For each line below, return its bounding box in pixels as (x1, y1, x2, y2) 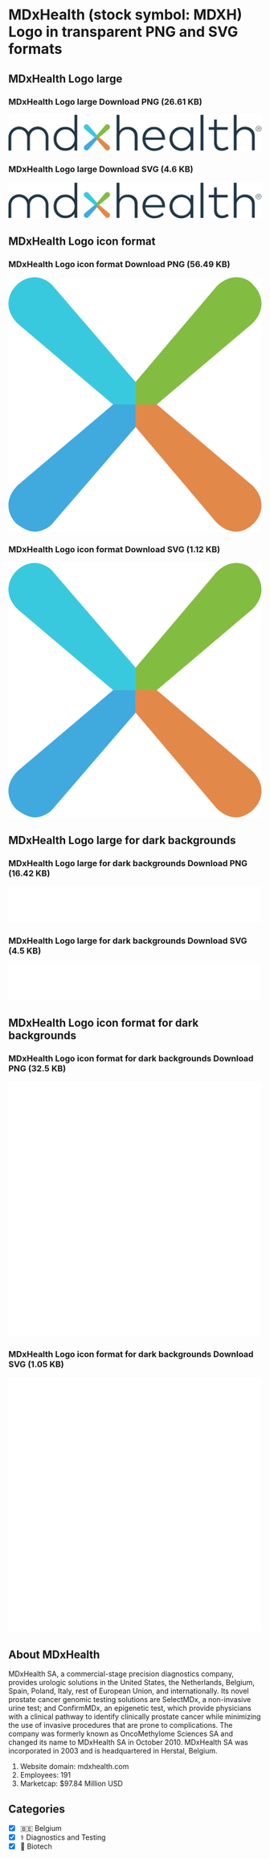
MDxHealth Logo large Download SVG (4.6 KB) (8, 163, 194, 175)
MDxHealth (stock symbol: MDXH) (8, 6, 243, 24)
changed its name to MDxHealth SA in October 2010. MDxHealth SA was (8, 1737, 249, 1747)
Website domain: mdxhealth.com (19, 1762, 129, 1771)
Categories (8, 1802, 66, 1816)
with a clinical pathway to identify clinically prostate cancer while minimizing (8, 1712, 261, 1721)
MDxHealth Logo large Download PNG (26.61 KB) (8, 96, 202, 107)
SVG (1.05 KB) (8, 1358, 64, 1370)
